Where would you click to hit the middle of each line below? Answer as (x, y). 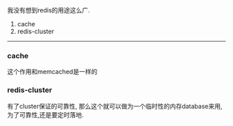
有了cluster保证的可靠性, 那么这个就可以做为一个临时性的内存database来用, (115, 106)
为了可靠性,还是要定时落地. (46, 115)
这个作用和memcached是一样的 (52, 72)
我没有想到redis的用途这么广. (49, 10)
